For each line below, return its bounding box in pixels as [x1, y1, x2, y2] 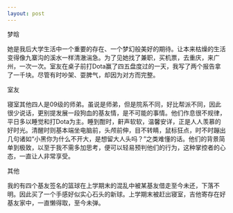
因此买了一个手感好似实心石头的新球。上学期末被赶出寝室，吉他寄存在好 [19, 189, 226, 198]
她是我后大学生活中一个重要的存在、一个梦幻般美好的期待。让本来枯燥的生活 [7, 44, 226, 53]
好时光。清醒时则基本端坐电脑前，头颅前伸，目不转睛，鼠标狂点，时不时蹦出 [7, 126, 226, 134]
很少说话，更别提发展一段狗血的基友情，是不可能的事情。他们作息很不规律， [7, 109, 226, 117]
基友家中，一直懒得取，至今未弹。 [7, 198, 105, 207]
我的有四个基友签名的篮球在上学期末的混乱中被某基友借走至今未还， [7, 181, 202, 189]
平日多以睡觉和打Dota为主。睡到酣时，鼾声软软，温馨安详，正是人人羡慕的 [7, 117, 222, 125]
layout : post [7, 10, 45, 17]
